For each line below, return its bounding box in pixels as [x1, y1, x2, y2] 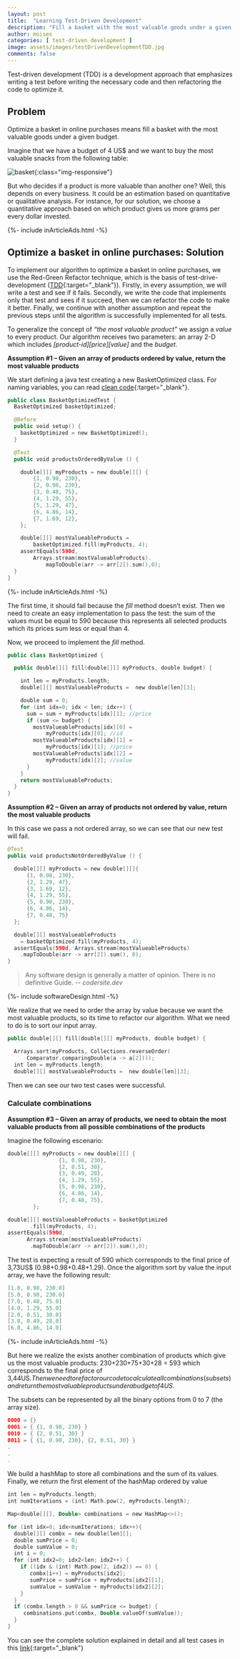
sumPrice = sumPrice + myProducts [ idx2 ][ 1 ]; [29, 1576, 164, 1583]
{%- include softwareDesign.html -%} [7, 992, 119, 1001]
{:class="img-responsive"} [34, 167, 113, 176]
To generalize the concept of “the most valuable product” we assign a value [7, 324, 232, 333]
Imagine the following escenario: [7, 1136, 104, 1145]
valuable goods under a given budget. [7, 132, 119, 141]
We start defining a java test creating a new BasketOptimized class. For [7, 375, 217, 384]
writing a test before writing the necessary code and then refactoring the [7, 77, 222, 86]
